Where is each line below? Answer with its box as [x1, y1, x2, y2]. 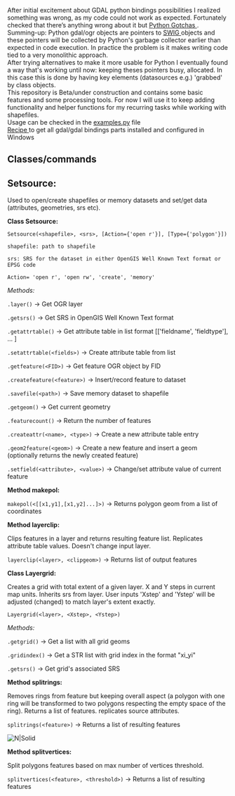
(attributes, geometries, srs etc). [7, 203, 100, 212]
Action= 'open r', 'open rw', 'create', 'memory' [7, 274, 156, 281]
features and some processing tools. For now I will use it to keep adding [7, 96, 215, 104]
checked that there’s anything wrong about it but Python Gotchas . [7, 21, 199, 29]
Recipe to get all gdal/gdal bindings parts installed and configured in [7, 126, 205, 134]
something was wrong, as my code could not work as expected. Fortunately [7, 13, 227, 22]
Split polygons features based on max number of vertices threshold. [7, 762, 204, 770]
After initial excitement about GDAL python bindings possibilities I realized [7, 6, 221, 14]
